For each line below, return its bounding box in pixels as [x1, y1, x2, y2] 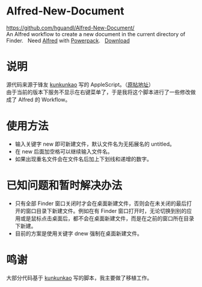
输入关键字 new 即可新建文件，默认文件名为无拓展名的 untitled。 [14, 140, 176, 147]
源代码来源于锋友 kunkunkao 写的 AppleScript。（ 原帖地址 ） [6, 81, 155, 88]
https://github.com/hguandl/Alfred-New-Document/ [6, 24, 135, 31]
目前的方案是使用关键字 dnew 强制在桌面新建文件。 [14, 230, 142, 237]
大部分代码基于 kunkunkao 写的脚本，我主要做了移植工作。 [6, 274, 153, 281]
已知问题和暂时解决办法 [6, 179, 123, 192]
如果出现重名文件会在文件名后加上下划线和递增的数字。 [14, 155, 152, 162]
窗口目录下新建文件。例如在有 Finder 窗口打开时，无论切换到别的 [25, 207, 187, 214]
